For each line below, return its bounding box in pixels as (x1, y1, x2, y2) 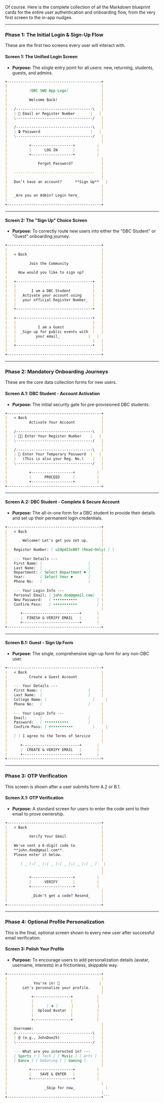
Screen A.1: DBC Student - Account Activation (5, 390, 100, 396)
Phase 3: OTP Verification (5, 773, 67, 779)
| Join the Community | (5, 261, 104, 266)
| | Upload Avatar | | (5, 1008, 99, 1013)
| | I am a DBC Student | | (5, 288, 104, 293)
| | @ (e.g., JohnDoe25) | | (5, 1035, 104, 1040)
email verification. (5, 935, 41, 940)
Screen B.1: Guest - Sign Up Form (5, 640, 74, 646)
